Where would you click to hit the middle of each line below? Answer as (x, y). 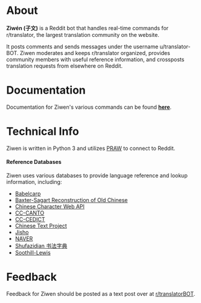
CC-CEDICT (30, 220)
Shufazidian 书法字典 (41, 246)
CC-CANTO (30, 213)
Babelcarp (28, 194)
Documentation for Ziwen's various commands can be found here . (89, 107)
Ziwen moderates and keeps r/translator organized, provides (95, 53)
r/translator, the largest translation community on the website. (83, 34)
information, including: (34, 182)
